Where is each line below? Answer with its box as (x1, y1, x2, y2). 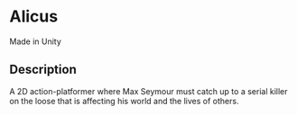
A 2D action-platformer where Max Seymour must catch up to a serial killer (9, 85, 288, 96)
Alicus (9, 6, 59, 27)
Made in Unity (9, 36, 61, 47)
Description (9, 62, 77, 77)
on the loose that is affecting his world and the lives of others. (9, 95, 239, 106)
